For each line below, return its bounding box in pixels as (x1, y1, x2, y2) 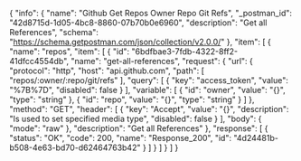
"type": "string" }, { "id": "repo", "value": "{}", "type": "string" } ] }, (9, 94, 255, 105)
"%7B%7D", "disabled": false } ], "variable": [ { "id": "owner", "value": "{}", (9, 85, 287, 95)
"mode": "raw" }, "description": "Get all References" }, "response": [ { (9, 123, 268, 134)
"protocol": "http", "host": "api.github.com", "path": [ (9, 65, 205, 76)
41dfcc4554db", (9, 56, 70, 66)
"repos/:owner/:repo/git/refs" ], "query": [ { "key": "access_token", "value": (9, 75, 289, 85)
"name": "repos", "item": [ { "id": (9, 46, 130, 57)
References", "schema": (9, 27, 99, 37)
